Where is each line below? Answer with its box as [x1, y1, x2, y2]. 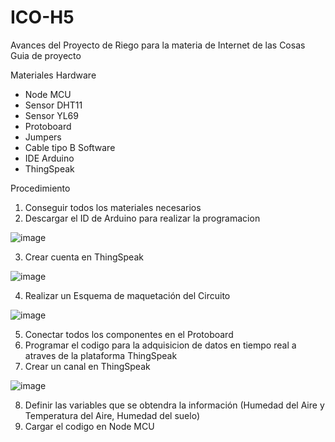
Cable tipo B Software [24, 141, 116, 153]
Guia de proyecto [10, 49, 82, 61]
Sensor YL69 [24, 109, 79, 121]
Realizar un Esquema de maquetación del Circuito [24, 289, 231, 301]
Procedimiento [10, 182, 71, 194]
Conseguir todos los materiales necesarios [24, 201, 202, 213]
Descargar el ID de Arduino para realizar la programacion [24, 212, 261, 224]
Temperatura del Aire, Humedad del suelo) [24, 409, 200, 421]
